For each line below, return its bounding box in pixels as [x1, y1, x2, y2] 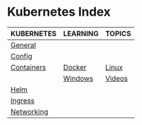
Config [10, 51, 33, 61]
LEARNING [62, 29, 99, 38]
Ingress [10, 96, 35, 105]
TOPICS [105, 29, 132, 38]
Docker [62, 62, 87, 72]
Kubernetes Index [7, 4, 111, 20]
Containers [10, 62, 47, 72]
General [10, 40, 36, 50]
